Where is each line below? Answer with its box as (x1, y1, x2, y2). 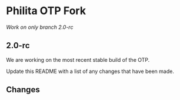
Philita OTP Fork (6, 4, 86, 18)
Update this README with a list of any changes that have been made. (6, 68, 175, 75)
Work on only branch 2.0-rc (6, 24, 74, 31)
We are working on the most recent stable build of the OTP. (6, 56, 150, 63)
